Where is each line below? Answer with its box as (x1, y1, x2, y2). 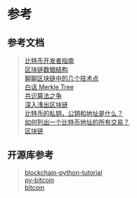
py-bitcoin (24, 176, 55, 184)
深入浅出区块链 (24, 100, 68, 109)
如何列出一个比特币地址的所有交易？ (24, 118, 130, 126)
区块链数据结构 (24, 65, 68, 74)
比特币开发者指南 (24, 57, 74, 65)
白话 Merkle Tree (24, 83, 74, 91)
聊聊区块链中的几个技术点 (24, 74, 99, 82)
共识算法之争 (24, 92, 62, 100)
